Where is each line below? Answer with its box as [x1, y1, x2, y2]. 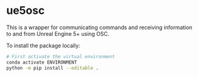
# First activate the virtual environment [6, 53, 115, 59]
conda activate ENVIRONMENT [6, 59, 78, 65]
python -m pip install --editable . [6, 65, 99, 71]
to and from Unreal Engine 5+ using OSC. [6, 30, 110, 37]
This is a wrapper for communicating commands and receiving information [6, 24, 193, 31]
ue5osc [6, 4, 45, 18]
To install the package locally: [6, 42, 81, 49]
